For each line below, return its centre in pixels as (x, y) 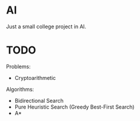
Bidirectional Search (39, 100)
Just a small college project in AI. (46, 26)
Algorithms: (20, 89)
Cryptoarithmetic (35, 78)
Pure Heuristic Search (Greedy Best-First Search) (74, 107)
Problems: (19, 66)
